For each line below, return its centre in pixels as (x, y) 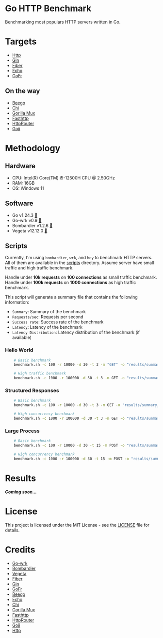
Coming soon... (21, 492)
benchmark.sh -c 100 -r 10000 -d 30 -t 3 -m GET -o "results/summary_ (87, 405)
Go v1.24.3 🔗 (25, 215)
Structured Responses (32, 390)
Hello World (19, 350)
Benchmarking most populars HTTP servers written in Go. (63, 22)
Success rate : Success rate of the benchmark (58, 322)
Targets (21, 42)
